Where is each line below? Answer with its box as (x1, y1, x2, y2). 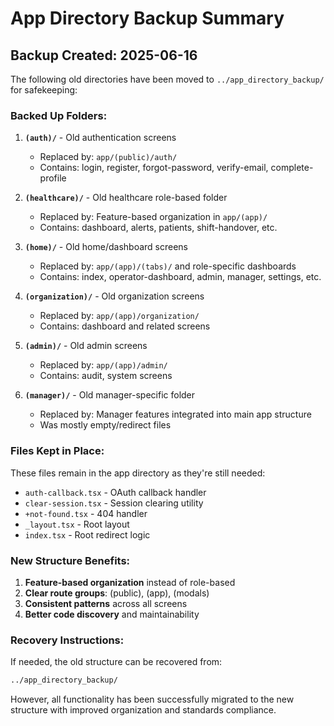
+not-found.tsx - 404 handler (24, 507, 148, 519)
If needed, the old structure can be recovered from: (10, 656, 223, 668)
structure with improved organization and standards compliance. (10, 704, 277, 716)
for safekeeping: (10, 84, 78, 96)
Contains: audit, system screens (39, 370, 173, 382)
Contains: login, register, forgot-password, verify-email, (39, 162, 269, 174)
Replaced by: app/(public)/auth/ (39, 151, 178, 163)
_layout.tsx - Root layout (24, 518, 130, 530)
